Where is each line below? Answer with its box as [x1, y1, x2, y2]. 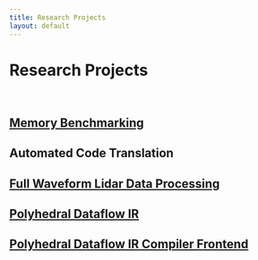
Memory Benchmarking [9, 115, 144, 130]
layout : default [9, 21, 70, 30]
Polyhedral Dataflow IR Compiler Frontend [9, 237, 249, 252]
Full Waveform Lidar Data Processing [9, 176, 220, 191]
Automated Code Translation [9, 146, 175, 161]
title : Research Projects [9, 13, 106, 22]
